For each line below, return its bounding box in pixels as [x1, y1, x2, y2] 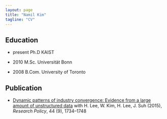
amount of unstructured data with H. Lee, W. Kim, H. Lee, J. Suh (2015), [12, 103, 162, 108]
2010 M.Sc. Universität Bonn [12, 59, 73, 65]
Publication [5, 83, 42, 92]
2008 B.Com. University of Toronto [12, 69, 86, 75]
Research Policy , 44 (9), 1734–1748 [12, 108, 87, 114]
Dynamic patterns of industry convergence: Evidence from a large [12, 97, 151, 103]
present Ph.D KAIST [12, 49, 54, 55]
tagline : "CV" [5, 17, 36, 22]
